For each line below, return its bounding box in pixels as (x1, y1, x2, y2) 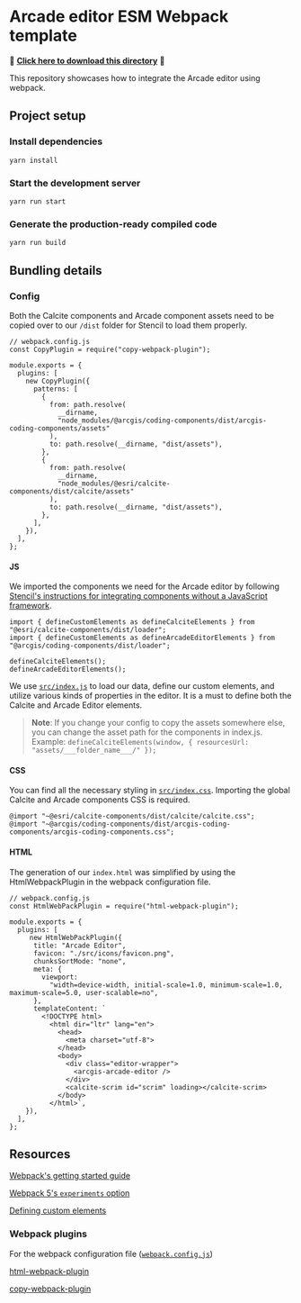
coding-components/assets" (9, 423, 111, 433)
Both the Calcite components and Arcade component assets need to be (9, 310, 274, 321)
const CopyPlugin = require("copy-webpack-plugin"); (9, 345, 211, 354)
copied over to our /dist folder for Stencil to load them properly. (9, 320, 248, 330)
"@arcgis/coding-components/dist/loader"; (9, 641, 171, 650)
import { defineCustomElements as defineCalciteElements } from (9, 618, 255, 627)
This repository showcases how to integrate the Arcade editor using (9, 72, 261, 83)
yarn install (9, 156, 58, 165)
